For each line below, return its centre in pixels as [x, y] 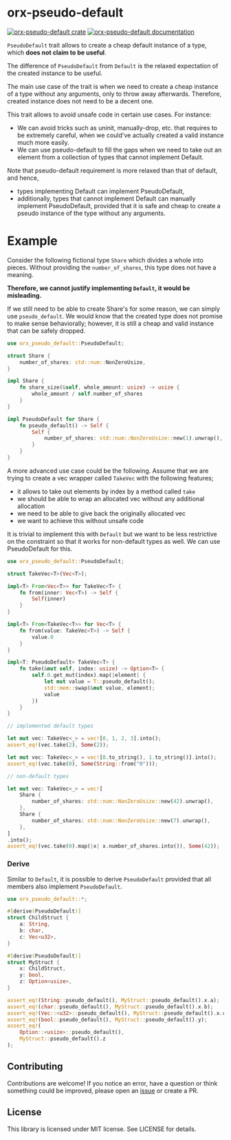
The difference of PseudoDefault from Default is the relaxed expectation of [113, 65]
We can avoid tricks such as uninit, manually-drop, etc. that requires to [117, 128]
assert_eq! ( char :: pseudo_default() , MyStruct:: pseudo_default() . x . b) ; [110, 1007]
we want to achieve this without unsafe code [80, 520]
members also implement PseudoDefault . [65, 886]
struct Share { [29, 356]
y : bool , [32, 975]
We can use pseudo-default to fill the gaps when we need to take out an [119, 150]
